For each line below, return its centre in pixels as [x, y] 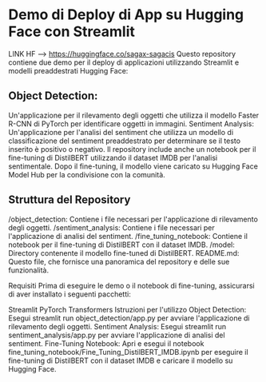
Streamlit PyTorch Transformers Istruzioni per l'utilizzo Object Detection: [127, 309]
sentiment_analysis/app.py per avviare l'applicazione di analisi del [117, 335]
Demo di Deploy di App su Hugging [126, 15]
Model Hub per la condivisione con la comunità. [87, 174]
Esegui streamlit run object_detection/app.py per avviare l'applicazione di [129, 318]
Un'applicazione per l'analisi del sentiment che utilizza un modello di [121, 132]
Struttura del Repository [69, 200]
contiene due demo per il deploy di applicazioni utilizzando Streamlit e [124, 62]
